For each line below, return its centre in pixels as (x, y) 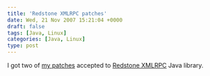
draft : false (26, 26)
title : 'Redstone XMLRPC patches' (57, 13)
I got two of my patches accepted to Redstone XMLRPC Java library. (105, 65)
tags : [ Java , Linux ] (37, 33)
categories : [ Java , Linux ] (46, 39)
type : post (23, 46)
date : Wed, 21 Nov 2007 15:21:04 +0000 (65, 20)
